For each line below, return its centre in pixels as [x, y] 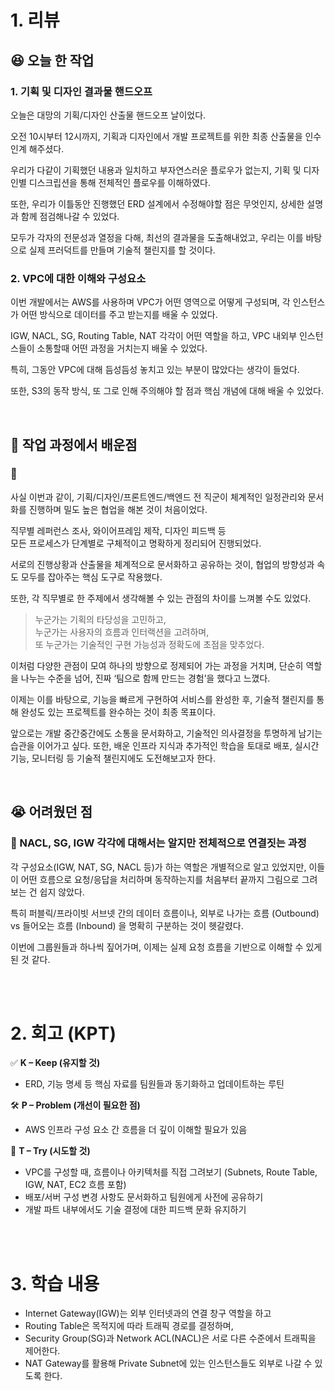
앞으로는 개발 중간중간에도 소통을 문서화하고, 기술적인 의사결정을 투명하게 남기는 [166, 733]
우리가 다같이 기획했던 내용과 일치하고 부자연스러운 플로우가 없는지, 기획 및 [156, 170]
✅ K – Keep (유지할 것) [55, 1063]
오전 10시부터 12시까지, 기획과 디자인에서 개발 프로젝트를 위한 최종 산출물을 [156, 136]
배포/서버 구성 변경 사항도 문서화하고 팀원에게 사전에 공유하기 [144, 1197]
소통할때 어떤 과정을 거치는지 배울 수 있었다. [122, 348]
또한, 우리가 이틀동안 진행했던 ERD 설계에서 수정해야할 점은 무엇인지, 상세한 [157, 203]
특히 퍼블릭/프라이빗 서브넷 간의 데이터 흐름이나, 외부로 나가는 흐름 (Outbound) [165, 913]
